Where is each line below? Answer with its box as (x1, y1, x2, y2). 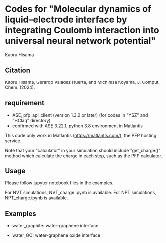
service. (5, 138, 22, 144)
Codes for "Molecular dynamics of (5, 3, 151, 15)
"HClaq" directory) (12, 117, 51, 123)
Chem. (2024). (5, 84, 35, 90)
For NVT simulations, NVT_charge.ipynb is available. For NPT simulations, (5, 190, 156, 196)
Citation (5, 66, 31, 75)
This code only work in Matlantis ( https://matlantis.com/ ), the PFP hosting (5, 132, 157, 138)
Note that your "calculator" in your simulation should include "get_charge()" (5, 147, 161, 153)
